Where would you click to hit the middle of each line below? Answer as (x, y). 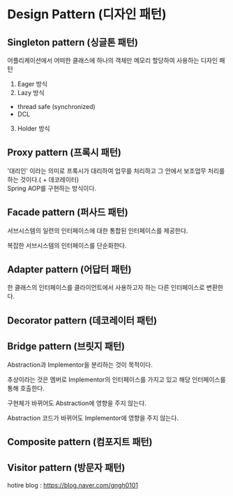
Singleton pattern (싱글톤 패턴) (73, 42)
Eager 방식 (32, 84)
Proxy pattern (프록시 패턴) (65, 153)
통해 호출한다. (26, 388)
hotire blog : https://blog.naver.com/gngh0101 (73, 485)
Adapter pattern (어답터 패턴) (69, 270)
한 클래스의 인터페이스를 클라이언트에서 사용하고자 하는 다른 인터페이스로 (106, 288)
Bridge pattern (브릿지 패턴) (66, 347)
